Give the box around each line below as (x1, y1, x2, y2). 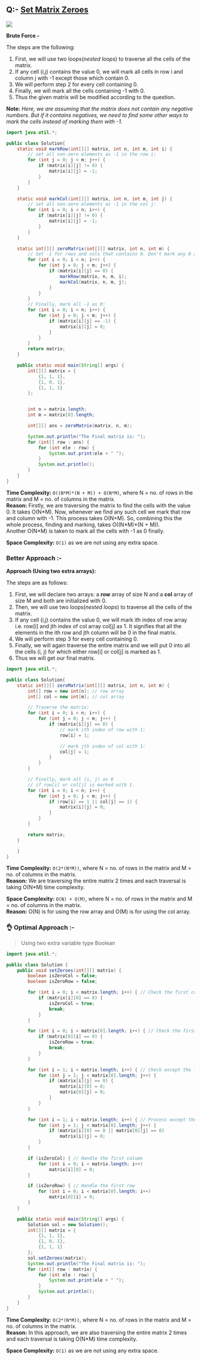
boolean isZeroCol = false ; (28, 973, 98, 979)
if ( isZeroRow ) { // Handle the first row (28, 1183, 135, 1189)
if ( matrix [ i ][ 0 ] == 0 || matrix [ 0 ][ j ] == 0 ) (48, 1128, 165, 1134)
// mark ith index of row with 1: (59, 726, 146, 732)
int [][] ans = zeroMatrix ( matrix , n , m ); (28, 423, 133, 429)
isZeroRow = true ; (48, 1039, 95, 1046)
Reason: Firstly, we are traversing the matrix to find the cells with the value (6, 502, 191, 509)
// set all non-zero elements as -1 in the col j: (28, 201, 157, 208)
